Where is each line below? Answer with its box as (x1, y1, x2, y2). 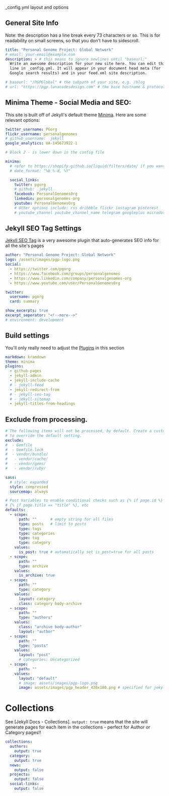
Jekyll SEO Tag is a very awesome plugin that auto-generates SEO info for (5, 237, 159, 244)
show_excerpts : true (5, 308, 49, 313)
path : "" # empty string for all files (18, 517, 114, 522)
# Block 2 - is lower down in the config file (5, 150, 105, 155)
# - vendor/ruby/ (5, 466, 46, 471)
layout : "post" (18, 653, 51, 658)
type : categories (18, 531, 55, 536)
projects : (10, 772, 30, 777)
